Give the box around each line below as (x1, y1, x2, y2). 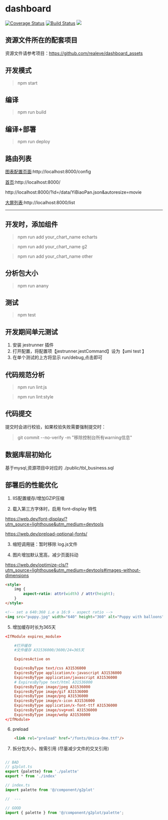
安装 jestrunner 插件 (12, 342, 54, 348)
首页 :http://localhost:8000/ (5, 179, 61, 185)
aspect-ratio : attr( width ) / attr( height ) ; (23, 591, 115, 596)
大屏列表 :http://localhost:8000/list (5, 200, 75, 205)
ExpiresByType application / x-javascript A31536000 (14, 670, 122, 675)
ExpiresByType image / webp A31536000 (14, 712, 91, 717)
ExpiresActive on (14, 657, 50, 662)
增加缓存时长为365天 (12, 624, 56, 630)
